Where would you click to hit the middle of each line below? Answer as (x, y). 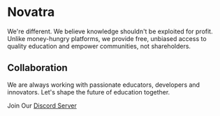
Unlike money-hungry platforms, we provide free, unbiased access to (107, 38)
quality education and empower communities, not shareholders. (99, 46)
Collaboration (37, 68)
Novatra (31, 12)
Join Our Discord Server (42, 106)
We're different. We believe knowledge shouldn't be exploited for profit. (110, 31)
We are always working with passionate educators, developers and (104, 85)
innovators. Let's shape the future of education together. (89, 92)
